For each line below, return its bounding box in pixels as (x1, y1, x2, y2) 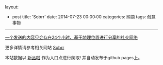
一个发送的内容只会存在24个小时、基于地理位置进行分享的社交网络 (5, 34, 138, 40)
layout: (5, 4, 18, 10)
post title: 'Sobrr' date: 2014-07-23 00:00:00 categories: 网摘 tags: (12, 14, 147, 20)
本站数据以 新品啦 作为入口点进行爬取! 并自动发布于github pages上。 (5, 55, 143, 60)
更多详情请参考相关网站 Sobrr (5, 45, 65, 50)
